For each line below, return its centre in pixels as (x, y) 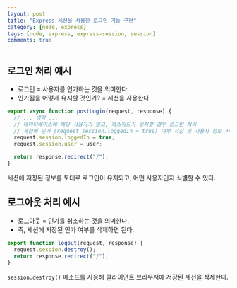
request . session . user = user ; (58, 144)
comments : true (30, 40)
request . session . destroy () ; (55, 249)
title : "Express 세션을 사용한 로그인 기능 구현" (72, 21)
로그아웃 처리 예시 (44, 202)
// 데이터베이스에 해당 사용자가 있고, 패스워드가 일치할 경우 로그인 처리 (105, 125)
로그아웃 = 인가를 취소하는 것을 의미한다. (73, 221)
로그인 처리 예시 (39, 70)
